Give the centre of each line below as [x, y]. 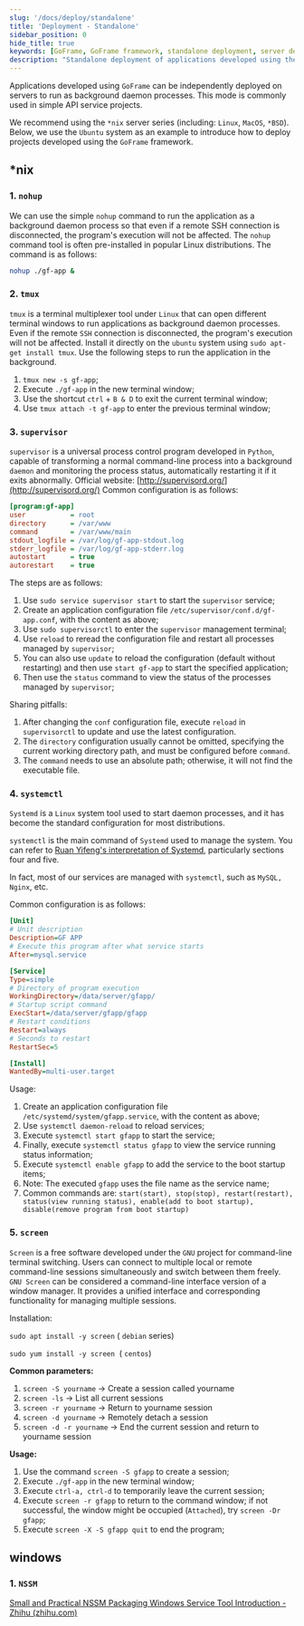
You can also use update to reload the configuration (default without [149, 659]
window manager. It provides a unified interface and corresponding [135, 1291]
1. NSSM [24, 1583]
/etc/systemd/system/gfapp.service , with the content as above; [141, 1116]
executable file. [51, 770]
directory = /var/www [60, 523]
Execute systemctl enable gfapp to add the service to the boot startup [154, 1164]
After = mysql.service [48, 955]
